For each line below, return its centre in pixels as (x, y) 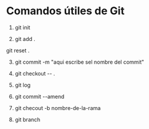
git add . (25, 39)
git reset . (18, 50)
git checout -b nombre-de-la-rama (58, 108)
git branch (28, 119)
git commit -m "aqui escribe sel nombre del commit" (80, 62)
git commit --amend (39, 96)
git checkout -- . (35, 73)
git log (23, 85)
